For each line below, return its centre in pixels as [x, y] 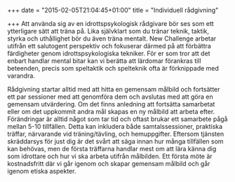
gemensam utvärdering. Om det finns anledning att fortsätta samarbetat [111, 104]
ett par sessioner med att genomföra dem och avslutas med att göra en [110, 97]
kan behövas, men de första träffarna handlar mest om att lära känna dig [112, 149]
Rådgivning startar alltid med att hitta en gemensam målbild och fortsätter [114, 89]
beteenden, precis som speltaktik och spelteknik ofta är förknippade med [113, 68]
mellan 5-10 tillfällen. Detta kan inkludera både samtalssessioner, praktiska [115, 126]
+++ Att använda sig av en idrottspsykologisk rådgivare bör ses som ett [110, 23]
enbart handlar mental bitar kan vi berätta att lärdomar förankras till [104, 61]
